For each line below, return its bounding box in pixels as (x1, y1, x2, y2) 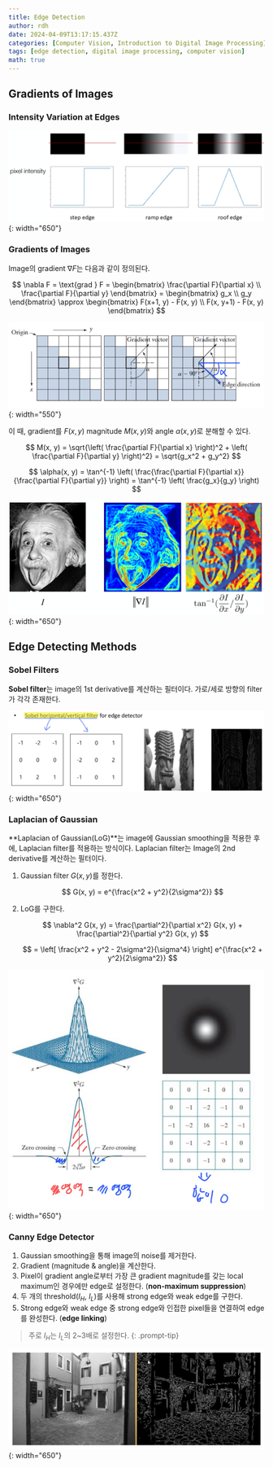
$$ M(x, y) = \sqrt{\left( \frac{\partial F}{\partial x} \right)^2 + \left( (25, 442, 248, 452)
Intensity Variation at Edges (8, 111, 120, 123)
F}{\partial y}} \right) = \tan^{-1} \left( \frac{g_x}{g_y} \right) (60, 475, 260, 485)
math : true (8, 56, 45, 64)
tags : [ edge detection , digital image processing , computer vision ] (8, 47, 245, 56)
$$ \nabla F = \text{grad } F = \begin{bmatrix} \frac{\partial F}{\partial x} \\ (11, 279, 262, 289)
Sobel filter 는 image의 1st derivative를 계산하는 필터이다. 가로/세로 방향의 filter (8, 684, 262, 693)
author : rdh (8, 21, 49, 30)
